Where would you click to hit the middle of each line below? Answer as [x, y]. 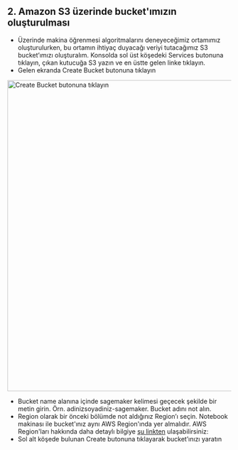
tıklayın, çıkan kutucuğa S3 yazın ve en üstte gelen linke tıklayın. [112, 63]
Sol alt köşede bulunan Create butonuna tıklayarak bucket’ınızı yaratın [120, 439]
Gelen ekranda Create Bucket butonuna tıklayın [87, 70]
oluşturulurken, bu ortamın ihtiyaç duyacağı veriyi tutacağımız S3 [113, 47]
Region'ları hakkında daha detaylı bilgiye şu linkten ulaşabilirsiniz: [113, 431]
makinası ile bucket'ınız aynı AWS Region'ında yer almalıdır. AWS [112, 424]
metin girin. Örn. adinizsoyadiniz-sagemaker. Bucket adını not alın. [114, 409]
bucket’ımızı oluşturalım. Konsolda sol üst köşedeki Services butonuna [120, 55]
